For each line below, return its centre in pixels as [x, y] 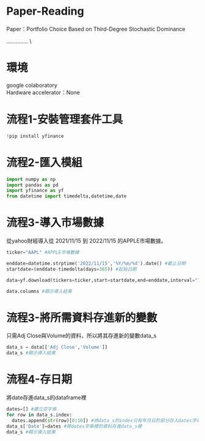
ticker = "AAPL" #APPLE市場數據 [43, 253]
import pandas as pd [33, 185]
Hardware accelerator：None [43, 92]
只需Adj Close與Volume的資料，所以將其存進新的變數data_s [81, 336]
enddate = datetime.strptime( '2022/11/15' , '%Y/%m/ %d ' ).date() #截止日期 [96, 263]
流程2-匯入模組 [44, 162]
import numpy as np [31, 179]
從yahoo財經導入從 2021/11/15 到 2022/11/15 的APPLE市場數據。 [86, 241]
